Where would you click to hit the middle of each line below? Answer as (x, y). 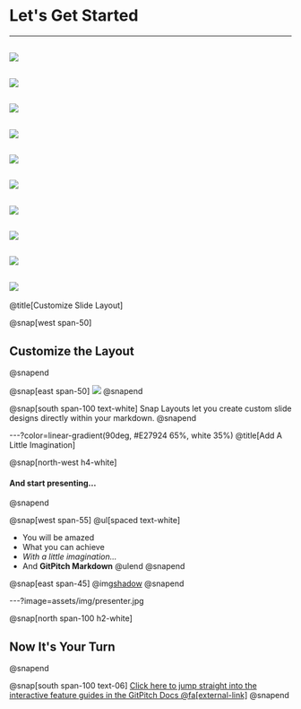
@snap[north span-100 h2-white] (71, 618)
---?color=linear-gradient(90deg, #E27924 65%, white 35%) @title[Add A (146, 435)
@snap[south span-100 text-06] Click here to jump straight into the (133, 686)
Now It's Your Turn (62, 647)
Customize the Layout (72, 351)
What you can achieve (63, 547)
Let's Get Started (74, 16)
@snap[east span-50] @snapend (76, 391)
